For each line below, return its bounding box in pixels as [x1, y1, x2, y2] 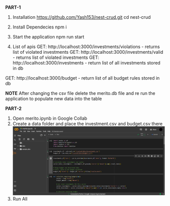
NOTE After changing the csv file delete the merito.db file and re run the [5, 90, 155, 96]
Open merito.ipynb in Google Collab [12, 115, 88, 121]
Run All [12, 195, 28, 202]
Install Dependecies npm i [12, 24, 67, 30]
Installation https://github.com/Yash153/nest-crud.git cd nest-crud [12, 14, 151, 20]
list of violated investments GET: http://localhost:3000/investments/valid [12, 49, 163, 55]
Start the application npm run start [12, 34, 84, 40]
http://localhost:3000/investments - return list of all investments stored [12, 60, 161, 65]
